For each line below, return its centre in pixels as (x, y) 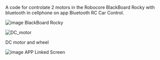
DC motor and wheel (27, 42)
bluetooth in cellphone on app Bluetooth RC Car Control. (65, 13)
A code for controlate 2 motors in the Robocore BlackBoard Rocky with (80, 7)
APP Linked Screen (45, 52)
